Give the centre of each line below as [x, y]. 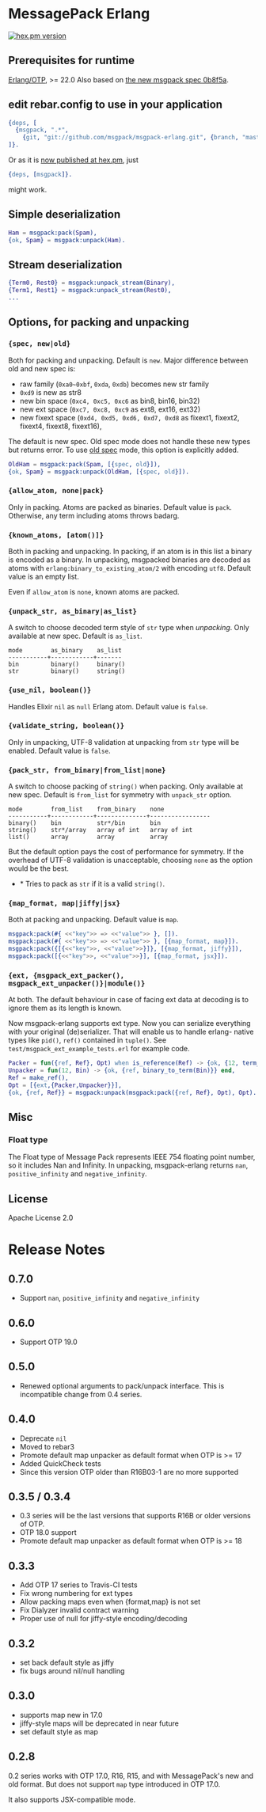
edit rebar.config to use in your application [116, 105]
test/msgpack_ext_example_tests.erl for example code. [99, 1049]
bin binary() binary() [67, 665]
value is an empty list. [44, 576]
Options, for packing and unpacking [99, 323]
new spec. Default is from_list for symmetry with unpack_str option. [120, 795]
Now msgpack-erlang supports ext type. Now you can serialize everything [129, 1024]
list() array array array [88, 837]
